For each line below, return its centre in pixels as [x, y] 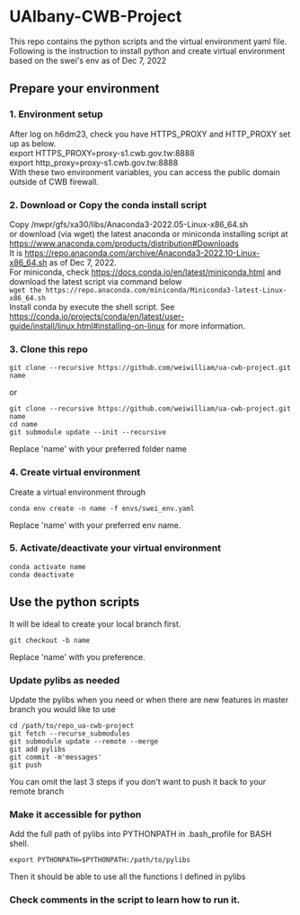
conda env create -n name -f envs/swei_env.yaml [102, 508]
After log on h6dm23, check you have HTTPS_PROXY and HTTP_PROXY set [150, 134]
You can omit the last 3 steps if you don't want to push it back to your [138, 781]
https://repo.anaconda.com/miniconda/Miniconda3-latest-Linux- [166, 290]
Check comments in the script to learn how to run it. [125, 900]
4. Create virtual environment [75, 472]
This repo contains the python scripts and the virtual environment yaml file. [148, 41]
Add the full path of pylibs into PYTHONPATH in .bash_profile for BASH [141, 834]
